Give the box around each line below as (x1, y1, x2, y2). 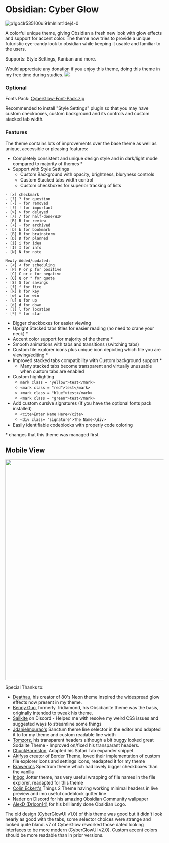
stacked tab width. (5, 116, 44, 122)
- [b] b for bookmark (5, 227, 51, 232)
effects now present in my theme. (12, 699, 82, 705)
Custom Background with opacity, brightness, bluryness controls (20, 171, 155, 177)
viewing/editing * (12, 352, 48, 358)
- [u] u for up (5, 297, 37, 303)
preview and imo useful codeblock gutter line (12, 791, 107, 797)
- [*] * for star (5, 311, 42, 316)
